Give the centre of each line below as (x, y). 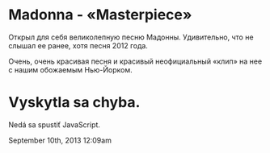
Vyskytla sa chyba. (74, 103)
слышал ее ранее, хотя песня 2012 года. (78, 45)
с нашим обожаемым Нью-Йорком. (70, 69)
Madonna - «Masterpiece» (100, 15)
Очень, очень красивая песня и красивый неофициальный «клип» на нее (135, 61)
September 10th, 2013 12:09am (60, 140)
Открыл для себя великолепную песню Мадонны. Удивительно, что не (131, 37)
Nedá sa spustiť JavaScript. (55, 124)
